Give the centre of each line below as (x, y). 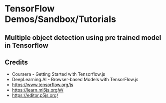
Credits (16, 62)
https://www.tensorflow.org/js (42, 85)
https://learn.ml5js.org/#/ (38, 90)
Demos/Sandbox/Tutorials (61, 19)
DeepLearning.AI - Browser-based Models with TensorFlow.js (75, 80)
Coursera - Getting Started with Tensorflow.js (59, 74)
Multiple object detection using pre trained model (83, 38)
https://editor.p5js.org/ (35, 96)
